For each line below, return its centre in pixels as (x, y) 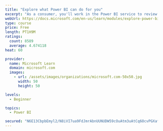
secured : (14, 121)
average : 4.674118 (28, 46)
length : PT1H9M (20, 32)
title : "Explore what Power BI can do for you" (54, 9)
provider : (15, 59)
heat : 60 (14, 50)
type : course (18, 23)
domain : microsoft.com (32, 68)
